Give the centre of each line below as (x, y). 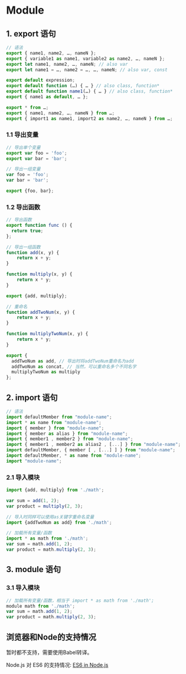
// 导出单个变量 (23, 147)
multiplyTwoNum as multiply (46, 372)
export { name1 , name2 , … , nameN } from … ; (61, 113)
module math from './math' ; (41, 606)
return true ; (27, 231)
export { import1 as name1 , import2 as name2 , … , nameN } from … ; (89, 118)
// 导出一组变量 (23, 169)
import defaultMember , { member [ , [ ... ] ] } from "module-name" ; (91, 450)
